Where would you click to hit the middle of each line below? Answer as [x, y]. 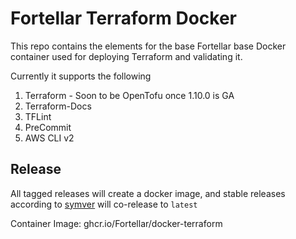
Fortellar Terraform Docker [124, 18]
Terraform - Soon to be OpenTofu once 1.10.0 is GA [129, 95]
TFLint [38, 116]
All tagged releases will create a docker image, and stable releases [148, 193]
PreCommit [48, 127]
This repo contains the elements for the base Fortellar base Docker [148, 46]
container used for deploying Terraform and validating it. [126, 56]
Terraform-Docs [58, 106]
